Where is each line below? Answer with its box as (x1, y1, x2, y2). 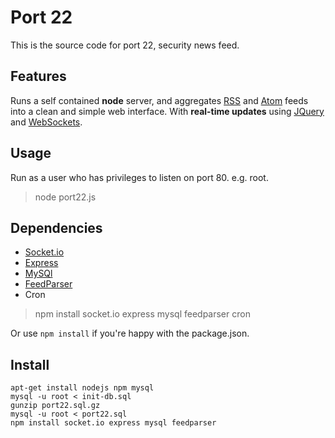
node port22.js (34, 191, 97, 203)
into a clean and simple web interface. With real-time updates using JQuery (10, 105, 325, 117)
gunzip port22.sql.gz (10, 401, 101, 411)
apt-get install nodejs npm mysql (10, 383, 155, 393)
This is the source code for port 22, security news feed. (10, 39, 240, 51)
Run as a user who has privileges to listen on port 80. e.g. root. (10, 171, 269, 183)
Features (10, 68, 67, 85)
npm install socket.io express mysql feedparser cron (34, 308, 251, 320)
